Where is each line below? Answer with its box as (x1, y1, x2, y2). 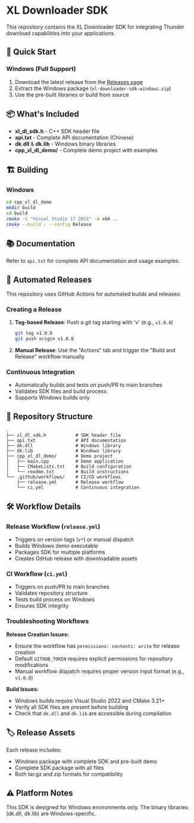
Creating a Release (6, 305, 62, 313)
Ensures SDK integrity (14, 603, 69, 610)
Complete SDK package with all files (14, 764, 104, 772)
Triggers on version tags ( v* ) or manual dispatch (14, 536, 134, 543)
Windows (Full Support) (6, 65, 76, 73)
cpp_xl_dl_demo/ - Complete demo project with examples (14, 147, 158, 154)
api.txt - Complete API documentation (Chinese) (14, 134, 134, 141)
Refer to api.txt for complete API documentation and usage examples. (6, 257, 180, 265)
